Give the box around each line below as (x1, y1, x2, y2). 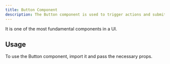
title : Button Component (5, 7, 58, 12)
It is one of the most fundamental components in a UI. (5, 25, 117, 31)
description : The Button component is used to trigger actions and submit (5, 12, 166, 17)
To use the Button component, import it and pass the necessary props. (5, 53, 153, 59)
